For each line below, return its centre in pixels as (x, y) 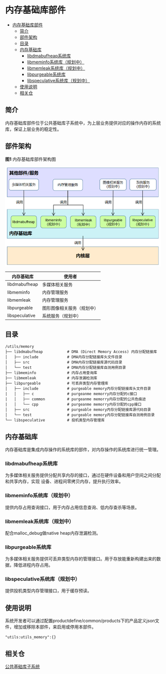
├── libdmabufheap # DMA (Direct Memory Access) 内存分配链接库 (81, 352)
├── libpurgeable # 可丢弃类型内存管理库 (57, 384)
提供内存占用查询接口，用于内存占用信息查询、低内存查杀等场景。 (72, 507)
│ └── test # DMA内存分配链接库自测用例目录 (65, 368)
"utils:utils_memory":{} (31, 637)
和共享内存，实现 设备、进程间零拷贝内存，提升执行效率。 (64, 481)
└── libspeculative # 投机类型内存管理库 (55, 420)
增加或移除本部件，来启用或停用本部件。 (55, 627)
